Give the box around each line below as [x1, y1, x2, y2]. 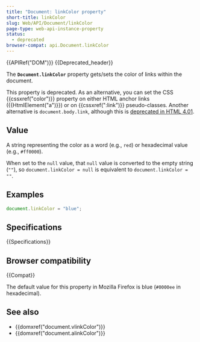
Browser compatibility [6, 255, 92, 266]
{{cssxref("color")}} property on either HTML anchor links [6, 95, 150, 102]
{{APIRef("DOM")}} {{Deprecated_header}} [6, 58, 113, 66]
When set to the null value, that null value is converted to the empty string [6, 159, 194, 166]
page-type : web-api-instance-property [6, 25, 104, 32]
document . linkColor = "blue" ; [6, 205, 83, 211]
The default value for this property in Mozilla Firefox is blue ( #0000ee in [6, 284, 181, 290]
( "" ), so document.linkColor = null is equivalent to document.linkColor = [6, 166, 189, 173]
